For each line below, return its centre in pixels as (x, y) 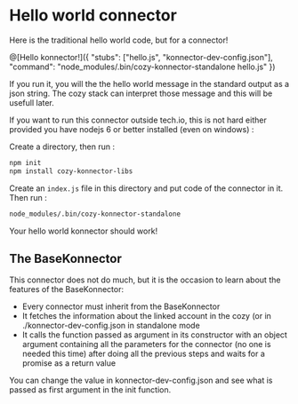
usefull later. (32, 102)
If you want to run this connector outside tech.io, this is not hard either (138, 120)
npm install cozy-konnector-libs (71, 171)
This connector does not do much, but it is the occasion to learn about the (145, 280)
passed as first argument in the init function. (90, 390)
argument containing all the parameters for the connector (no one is (146, 345)
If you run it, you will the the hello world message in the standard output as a (149, 83)
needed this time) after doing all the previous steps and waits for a (143, 354)
